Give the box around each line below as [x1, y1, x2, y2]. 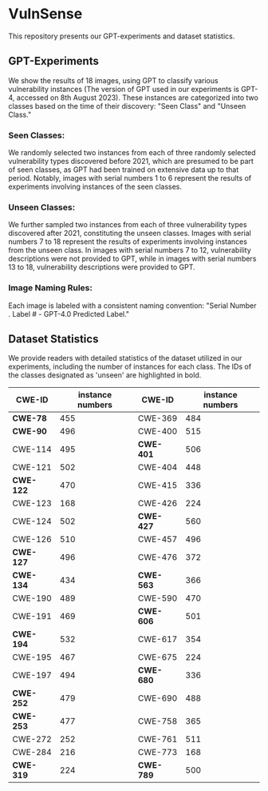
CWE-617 [137, 633, 178, 645]
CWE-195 [12, 652, 52, 663]
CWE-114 [12, 444, 52, 455]
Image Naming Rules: [8, 282, 93, 294]
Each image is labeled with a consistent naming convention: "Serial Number [8, 301, 257, 310]
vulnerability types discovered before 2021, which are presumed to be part [8, 157, 254, 166]
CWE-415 [137, 480, 178, 491]
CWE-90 [12, 425, 48, 437]
